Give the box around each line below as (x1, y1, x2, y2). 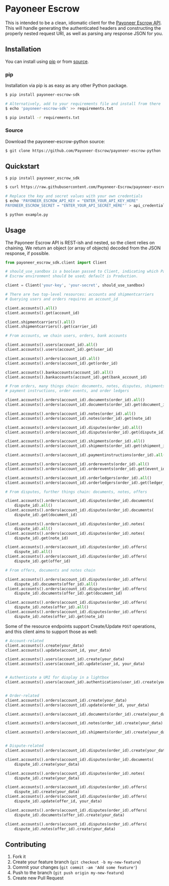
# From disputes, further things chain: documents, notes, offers (5, 489, 147, 494)
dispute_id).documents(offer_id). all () (14, 582, 98, 587)
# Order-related (5, 693, 39, 698)
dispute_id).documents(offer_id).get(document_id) (14, 591, 123, 596)
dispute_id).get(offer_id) (14, 559, 71, 564)
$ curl (5, 184, 19, 189)
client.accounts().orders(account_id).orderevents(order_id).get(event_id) (5, 466, 167, 471)
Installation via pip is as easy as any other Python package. (5, 83, 128, 89)
